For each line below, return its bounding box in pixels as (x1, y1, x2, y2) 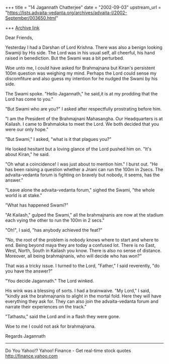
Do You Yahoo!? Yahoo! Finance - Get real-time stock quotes (5, 348, 131, 353)
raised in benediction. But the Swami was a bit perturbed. (5, 55, 124, 61)
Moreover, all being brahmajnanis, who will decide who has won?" (5, 253, 142, 259)
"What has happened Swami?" (5, 202, 69, 208)
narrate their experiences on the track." (5, 304, 87, 309)
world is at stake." (5, 192, 42, 198)
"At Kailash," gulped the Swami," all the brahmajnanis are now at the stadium (5, 212, 163, 218)
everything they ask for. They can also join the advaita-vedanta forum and (5, 298, 158, 304)
